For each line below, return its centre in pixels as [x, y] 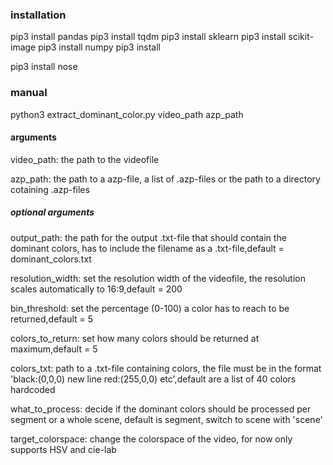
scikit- [301, 37]
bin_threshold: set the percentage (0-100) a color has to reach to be [150, 308]
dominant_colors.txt [51, 259]
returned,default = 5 [52, 319]
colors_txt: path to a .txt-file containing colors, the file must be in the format [166, 368]
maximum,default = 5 [54, 349]
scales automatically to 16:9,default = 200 [96, 289]
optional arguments [52, 212]
